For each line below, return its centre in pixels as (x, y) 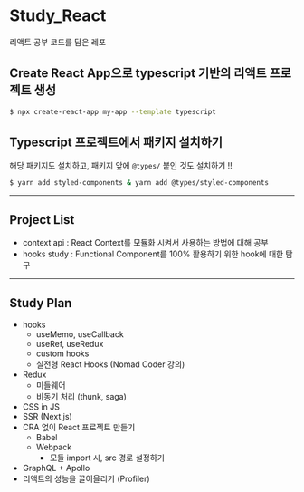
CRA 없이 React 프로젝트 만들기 (79, 427)
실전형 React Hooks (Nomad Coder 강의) (110, 364)
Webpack (54, 447)
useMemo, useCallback (80, 334)
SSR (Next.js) (47, 416)
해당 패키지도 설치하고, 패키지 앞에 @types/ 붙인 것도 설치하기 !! (121, 166)
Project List (42, 220)
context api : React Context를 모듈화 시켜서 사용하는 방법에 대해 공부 (145, 243)
